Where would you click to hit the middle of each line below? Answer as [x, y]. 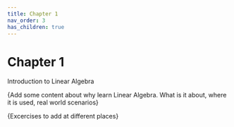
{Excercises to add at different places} [63, 116]
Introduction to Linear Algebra [51, 81]
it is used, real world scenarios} [53, 102]
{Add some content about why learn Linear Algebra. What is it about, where [117, 95]
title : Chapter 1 [33, 14]
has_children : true [36, 27]
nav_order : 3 [26, 20]
